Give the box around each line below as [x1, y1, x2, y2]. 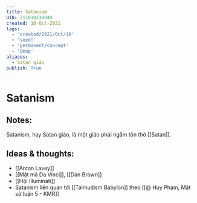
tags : [6, 25, 20, 32]
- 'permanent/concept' [11, 43, 69, 49]
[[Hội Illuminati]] [15, 178, 56, 185]
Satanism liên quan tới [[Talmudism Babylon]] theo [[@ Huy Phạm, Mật [15, 184, 191, 191]
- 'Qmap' [11, 48, 34, 54]
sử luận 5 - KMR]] [15, 190, 59, 198]
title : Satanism [6, 8, 47, 15]
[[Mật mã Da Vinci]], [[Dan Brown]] [15, 171, 102, 178]
